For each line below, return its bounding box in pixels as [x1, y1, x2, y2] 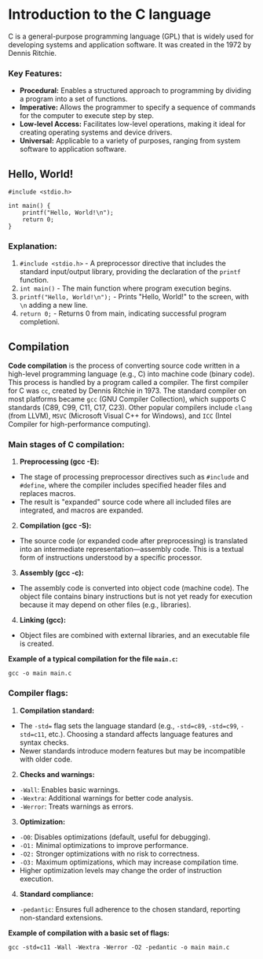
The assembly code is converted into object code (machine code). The [19, 583, 250, 593]
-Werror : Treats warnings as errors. [19, 802, 133, 811]
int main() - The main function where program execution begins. [19, 283, 232, 293]
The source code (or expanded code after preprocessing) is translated [19, 536, 248, 546]
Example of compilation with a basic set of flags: [8, 928, 170, 938]
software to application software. [19, 144, 127, 154]
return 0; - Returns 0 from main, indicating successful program [19, 309, 227, 318]
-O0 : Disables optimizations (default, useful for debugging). [19, 832, 210, 842]
